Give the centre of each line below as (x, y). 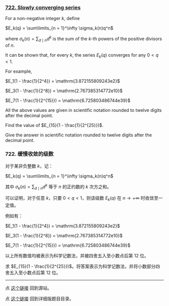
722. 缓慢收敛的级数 (29, 154)
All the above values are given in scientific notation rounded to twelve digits (83, 110)
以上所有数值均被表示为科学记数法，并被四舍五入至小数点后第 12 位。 (77, 256)
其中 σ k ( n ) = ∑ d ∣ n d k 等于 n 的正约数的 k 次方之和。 (58, 187)
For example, (19, 71)
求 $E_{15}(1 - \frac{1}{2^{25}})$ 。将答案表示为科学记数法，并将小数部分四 (82, 266)
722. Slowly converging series (43, 8)
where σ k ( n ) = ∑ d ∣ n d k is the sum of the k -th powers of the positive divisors (84, 39)
